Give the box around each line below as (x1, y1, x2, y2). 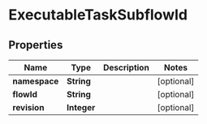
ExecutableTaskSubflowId (8, 6, 188, 24)
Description (102, 62, 150, 73)
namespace (12, 75, 59, 87)
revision (12, 102, 45, 113)
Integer (66, 102, 96, 113)
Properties (8, 38, 63, 52)
